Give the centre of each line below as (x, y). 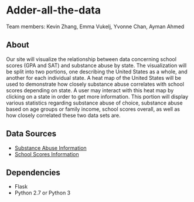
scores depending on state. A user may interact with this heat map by (90, 90)
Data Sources (31, 134)
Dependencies (33, 172)
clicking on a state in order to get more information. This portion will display (97, 96)
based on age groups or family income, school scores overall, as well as (93, 109)
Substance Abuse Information (50, 148)
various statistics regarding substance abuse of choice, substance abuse (94, 103)
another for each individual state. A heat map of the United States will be (94, 78)
